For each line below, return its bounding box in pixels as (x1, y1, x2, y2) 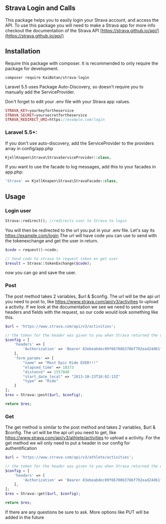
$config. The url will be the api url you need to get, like (5, 430, 117, 436)
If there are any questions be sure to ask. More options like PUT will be (5, 509, 149, 515)
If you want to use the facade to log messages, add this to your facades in (5, 164, 156, 170)
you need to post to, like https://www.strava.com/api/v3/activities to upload (5, 298, 159, 304)
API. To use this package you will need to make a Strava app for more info (5, 22, 156, 28)
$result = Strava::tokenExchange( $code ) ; (5, 261, 92, 266)
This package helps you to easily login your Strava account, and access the (5, 17, 159, 23)
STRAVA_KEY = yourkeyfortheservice (5, 108, 74, 113)
